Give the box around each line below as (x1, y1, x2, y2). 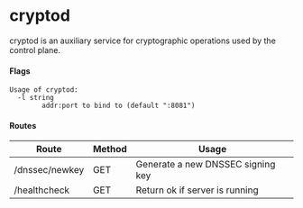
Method (93, 143, 128, 156)
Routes (9, 120, 37, 131)
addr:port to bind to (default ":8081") (41, 101, 196, 111)
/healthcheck (14, 184, 70, 196)
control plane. (9, 44, 61, 55)
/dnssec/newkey (14, 164, 85, 176)
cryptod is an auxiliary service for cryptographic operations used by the (9, 35, 277, 46)
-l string (17, 94, 54, 103)
